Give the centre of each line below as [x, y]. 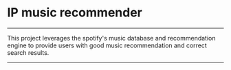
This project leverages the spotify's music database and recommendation [111, 38]
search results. [28, 52]
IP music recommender [75, 13]
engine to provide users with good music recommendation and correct [107, 45]
